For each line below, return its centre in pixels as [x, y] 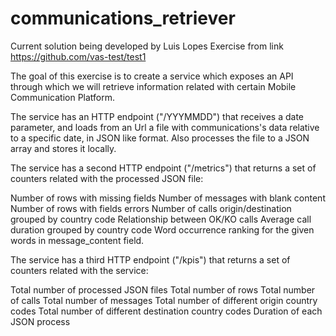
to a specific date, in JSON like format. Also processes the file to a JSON [160, 138]
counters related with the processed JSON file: [107, 178]
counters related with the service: [79, 270]
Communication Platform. [63, 97]
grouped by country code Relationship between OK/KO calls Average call [161, 219]
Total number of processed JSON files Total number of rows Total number [163, 289]
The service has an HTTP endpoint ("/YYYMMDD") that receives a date [157, 116]
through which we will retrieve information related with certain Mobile [153, 86]
